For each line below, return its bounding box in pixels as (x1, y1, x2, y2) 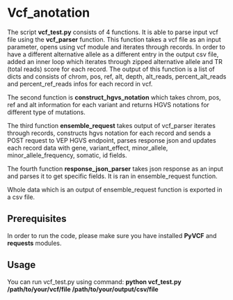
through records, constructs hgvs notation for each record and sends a (7, 129, 211, 137)
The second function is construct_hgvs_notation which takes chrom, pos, (7, 93, 221, 102)
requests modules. (7, 239, 62, 247)
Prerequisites (7, 213, 67, 225)
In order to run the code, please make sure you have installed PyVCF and (7, 231, 217, 239)
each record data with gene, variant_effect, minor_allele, (7, 143, 168, 152)
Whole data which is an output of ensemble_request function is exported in (7, 185, 223, 194)
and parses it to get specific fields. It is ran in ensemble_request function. (7, 172, 218, 180)
